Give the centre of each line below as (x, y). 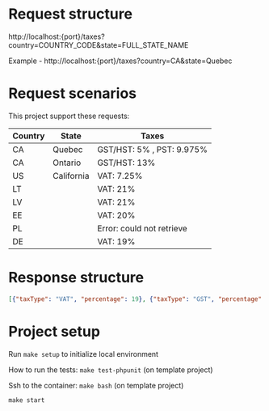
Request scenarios (73, 93)
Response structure (76, 278)
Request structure (71, 14)
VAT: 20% (116, 215)
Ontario (67, 163)
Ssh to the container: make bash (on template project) (96, 385)
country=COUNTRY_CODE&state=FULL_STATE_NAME (99, 44)
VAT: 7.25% (120, 176)
